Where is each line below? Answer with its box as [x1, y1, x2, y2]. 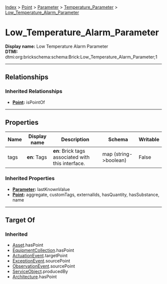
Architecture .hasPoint [12, 274, 57, 280]
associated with [53, 154, 90, 161]
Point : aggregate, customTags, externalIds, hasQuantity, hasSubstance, [12, 191, 160, 197]
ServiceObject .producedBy [12, 269, 68, 275]
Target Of [5, 216, 35, 224]
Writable [138, 136, 160, 143]
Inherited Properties [5, 175, 55, 182]
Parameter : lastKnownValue [12, 186, 70, 192]
